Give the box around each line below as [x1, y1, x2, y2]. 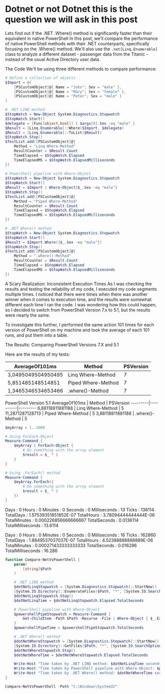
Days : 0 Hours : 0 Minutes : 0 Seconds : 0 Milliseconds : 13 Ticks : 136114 [5, 506, 155, 513]
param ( [14, 562, 27, 567]
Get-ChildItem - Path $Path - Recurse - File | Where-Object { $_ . [23, 616, 157, 621]
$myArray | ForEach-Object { [14, 443, 74, 448]
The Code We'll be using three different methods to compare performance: [5, 66, 157, 72]
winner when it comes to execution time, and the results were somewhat [5, 297, 152, 302]
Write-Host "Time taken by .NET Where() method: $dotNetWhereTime [14, 671, 153, 676]
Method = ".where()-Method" [14, 254, 71, 259]
